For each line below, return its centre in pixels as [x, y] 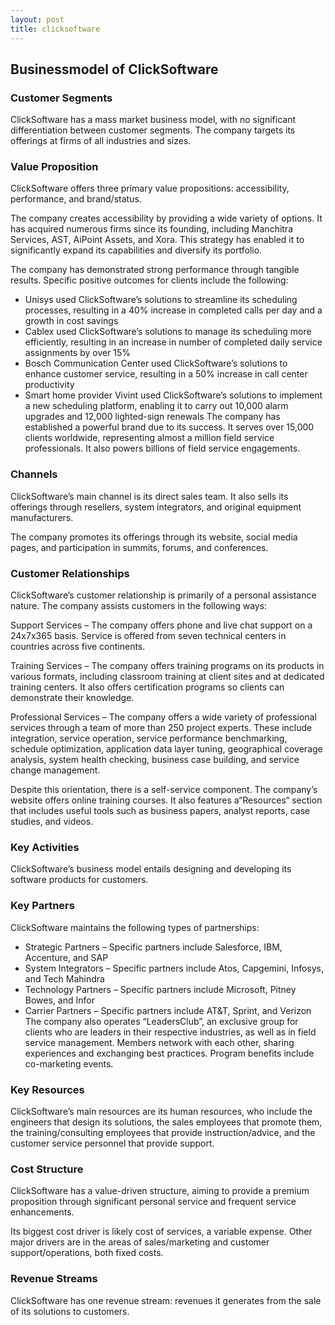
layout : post [37, 19]
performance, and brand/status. [76, 199]
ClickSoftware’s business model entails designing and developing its [151, 869]
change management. [55, 770]
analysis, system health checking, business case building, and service [155, 760]
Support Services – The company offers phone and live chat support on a [161, 625]
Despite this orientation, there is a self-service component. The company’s [164, 790]
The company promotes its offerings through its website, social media [154, 537]
